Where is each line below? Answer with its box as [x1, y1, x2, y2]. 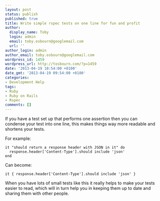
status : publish [5, 12, 38, 17]
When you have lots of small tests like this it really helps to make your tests [5, 180, 155, 186]
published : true [5, 16, 38, 21]
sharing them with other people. [5, 191, 69, 196]
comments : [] [5, 102, 32, 107]
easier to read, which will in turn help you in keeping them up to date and [5, 185, 151, 191]
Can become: [5, 162, 32, 168]
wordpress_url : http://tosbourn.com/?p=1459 [5, 61, 97, 66]
